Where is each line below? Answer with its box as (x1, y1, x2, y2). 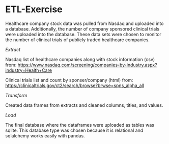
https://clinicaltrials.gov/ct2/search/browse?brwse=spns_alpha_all (5, 82, 144, 89)
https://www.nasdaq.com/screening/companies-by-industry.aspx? (17, 62, 157, 68)
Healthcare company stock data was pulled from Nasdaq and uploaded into (5, 20, 164, 26)
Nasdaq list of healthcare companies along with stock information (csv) (5, 56, 155, 62)
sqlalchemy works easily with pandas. (5, 132, 85, 138)
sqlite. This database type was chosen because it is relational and (5, 127, 144, 133)
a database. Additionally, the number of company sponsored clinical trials (5, 25, 159, 32)
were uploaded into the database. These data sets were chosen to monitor (5, 31, 162, 37)
